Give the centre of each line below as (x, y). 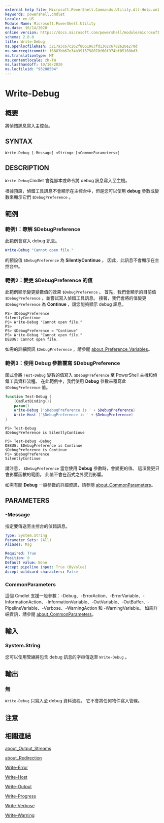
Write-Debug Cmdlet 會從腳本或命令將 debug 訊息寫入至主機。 (67, 180)
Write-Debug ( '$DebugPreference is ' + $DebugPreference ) (75, 410)
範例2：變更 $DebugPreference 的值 (49, 280)
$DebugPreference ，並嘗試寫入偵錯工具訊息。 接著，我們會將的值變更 (76, 298)
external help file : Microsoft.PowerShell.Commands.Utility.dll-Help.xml (82, 10)
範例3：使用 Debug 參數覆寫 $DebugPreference (63, 363)
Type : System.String (26, 535)
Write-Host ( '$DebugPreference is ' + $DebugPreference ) (74, 415)
